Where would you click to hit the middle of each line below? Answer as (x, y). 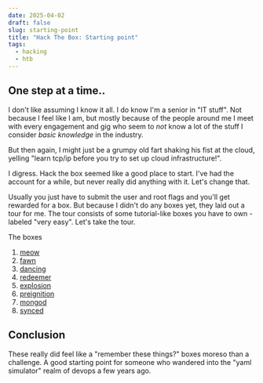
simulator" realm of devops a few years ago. (80, 370)
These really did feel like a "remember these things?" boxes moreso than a (129, 354)
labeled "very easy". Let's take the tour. (72, 222)
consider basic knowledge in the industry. (76, 135)
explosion (35, 285)
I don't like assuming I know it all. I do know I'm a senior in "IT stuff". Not (125, 110)
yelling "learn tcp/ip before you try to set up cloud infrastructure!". (115, 158)
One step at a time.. (57, 91)
